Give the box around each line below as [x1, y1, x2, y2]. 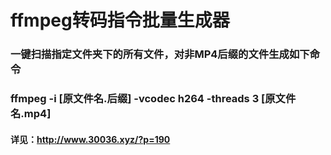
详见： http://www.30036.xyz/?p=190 [10, 133, 171, 145]
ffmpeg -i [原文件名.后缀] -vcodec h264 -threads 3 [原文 [10, 92, 286, 106]
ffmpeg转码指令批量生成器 [10, 9, 230, 32]
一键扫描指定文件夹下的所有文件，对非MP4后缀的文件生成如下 [10, 47, 310, 61]
